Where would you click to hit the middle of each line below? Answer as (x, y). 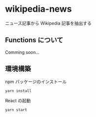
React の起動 (18, 100)
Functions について (34, 40)
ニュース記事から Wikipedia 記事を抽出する (48, 23)
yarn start (16, 110)
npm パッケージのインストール (36, 81)
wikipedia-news (38, 9)
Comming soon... (22, 52)
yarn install (18, 91)
